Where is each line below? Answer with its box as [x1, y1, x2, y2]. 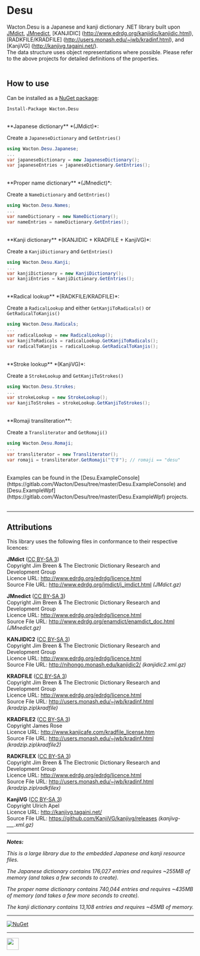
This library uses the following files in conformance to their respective [7, 538, 177, 545]
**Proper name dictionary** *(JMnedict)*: [7, 179, 112, 186]
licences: [7, 544, 29, 552]
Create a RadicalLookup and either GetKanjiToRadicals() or [7, 304, 151, 312]
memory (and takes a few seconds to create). [7, 874, 119, 882]
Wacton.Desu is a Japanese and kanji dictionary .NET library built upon [7, 23, 180, 30]
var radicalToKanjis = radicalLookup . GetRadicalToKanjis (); [7, 343, 159, 349]
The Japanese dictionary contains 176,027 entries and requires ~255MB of [7, 868, 191, 875]
